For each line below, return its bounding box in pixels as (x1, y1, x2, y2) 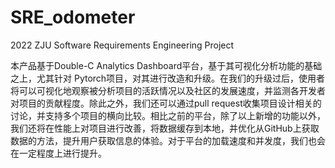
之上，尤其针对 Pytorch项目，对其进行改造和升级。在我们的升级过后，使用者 (10, 72, 326, 84)
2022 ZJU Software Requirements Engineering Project (10, 39, 235, 51)
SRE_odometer (10, 6, 136, 29)
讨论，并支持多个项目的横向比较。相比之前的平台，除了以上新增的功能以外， (10, 109, 326, 121)
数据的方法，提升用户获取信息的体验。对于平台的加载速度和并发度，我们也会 (10, 134, 326, 146)
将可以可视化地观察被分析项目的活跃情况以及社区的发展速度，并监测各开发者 (10, 84, 326, 96)
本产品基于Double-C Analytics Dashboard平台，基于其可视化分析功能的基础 (10, 59, 323, 71)
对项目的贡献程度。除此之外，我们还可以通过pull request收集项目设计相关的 (10, 97, 322, 109)
